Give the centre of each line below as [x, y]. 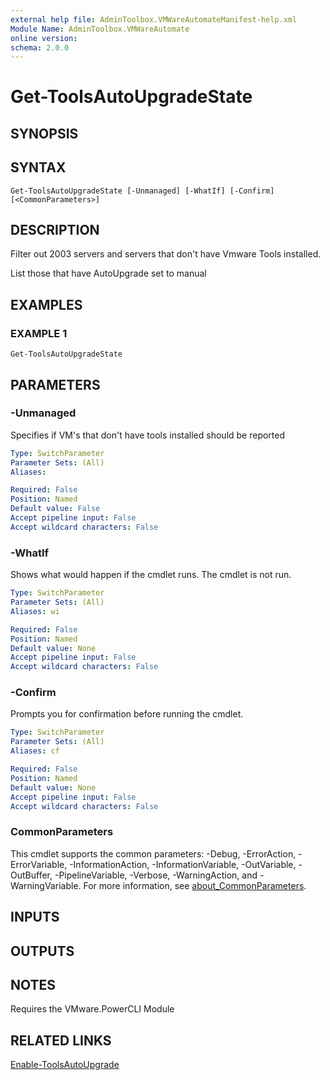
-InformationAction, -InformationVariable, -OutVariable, [183, 864]
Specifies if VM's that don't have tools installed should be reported [148, 435]
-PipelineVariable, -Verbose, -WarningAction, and [156, 875]
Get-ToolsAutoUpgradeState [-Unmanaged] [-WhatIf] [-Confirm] [142, 191]
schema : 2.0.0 [40, 47]
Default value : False [55, 509]
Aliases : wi [35, 611]
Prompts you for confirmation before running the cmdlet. [127, 714]
